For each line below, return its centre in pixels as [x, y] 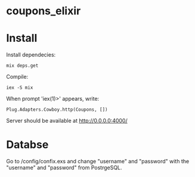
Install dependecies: [31, 55]
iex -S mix [20, 88]
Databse [27, 145]
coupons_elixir [44, 11]
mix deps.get [22, 66]
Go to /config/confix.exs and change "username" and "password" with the [98, 162]
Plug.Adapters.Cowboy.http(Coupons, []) [57, 110]
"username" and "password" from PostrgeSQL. [64, 167]
